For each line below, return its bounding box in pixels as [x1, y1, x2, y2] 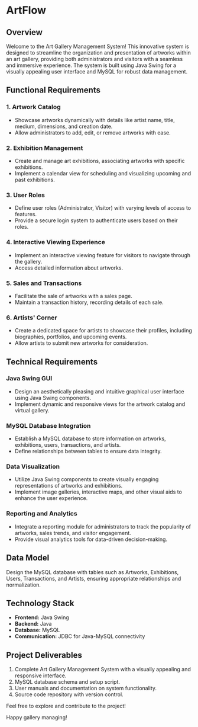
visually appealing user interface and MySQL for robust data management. [6, 68, 188, 75]
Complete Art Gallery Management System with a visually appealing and [14, 666, 191, 673]
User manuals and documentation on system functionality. [14, 685, 157, 692]
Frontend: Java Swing [14, 614, 69, 621]
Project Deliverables [6, 650, 83, 660]
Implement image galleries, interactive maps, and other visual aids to [14, 488, 182, 495]
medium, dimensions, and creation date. [14, 123, 113, 130]
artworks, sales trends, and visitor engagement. [14, 529, 131, 536]
